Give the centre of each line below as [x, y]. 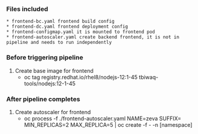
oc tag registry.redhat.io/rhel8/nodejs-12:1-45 [81, 77]
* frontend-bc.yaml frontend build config [60, 22]
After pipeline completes [43, 99]
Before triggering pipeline [45, 58]
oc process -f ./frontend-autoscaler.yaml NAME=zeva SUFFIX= [103, 118]
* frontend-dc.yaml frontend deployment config [67, 27]
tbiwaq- [148, 77]
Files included [27, 9]
